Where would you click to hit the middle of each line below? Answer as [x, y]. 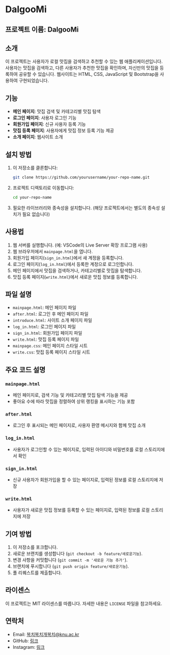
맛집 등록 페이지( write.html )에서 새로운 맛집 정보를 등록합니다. [75, 277]
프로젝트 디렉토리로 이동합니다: [44, 187]
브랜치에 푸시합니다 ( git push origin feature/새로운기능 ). [71, 566]
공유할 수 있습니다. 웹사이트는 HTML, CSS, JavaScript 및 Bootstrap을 [89, 74]
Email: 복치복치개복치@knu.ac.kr [46, 634]
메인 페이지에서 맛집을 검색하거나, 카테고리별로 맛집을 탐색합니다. [77, 270]
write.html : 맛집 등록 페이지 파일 [46, 339]
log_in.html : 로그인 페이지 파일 [44, 326]
